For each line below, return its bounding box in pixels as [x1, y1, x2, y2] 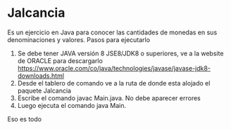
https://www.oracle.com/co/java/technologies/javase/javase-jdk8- [17, 64, 211, 72]
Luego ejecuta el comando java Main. [17, 101, 127, 109]
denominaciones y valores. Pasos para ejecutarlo [7, 35, 150, 43]
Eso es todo [7, 114, 42, 123]
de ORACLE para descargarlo [17, 56, 104, 64]
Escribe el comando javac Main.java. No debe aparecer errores [17, 93, 201, 102]
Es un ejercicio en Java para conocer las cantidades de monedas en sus [7, 28, 218, 36]
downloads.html [17, 72, 65, 80]
